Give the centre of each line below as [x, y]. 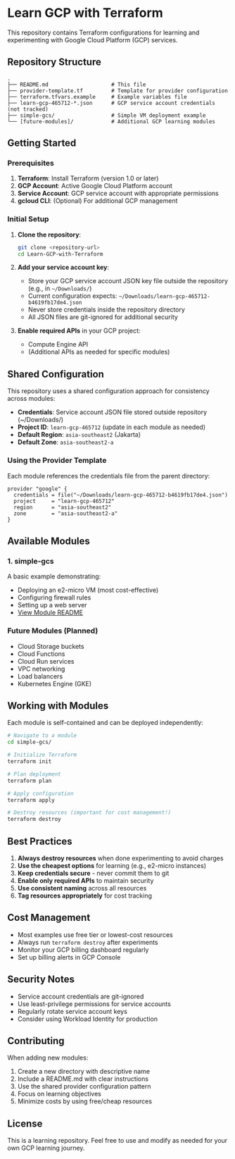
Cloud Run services [46, 661]
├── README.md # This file [77, 85]
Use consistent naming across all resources [82, 888]
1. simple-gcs [31, 561]
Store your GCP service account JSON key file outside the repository [128, 281]
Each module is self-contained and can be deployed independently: [105, 723]
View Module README [50, 613]
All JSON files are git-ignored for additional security [103, 317]
